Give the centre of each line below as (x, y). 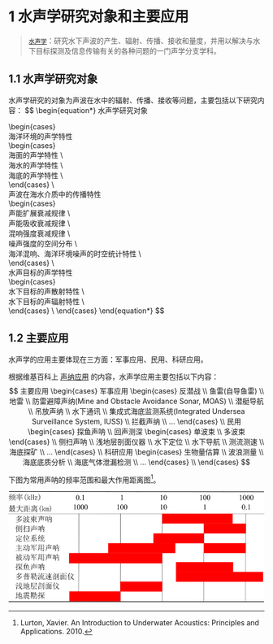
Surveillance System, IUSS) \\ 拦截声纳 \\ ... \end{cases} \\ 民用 (136, 421)
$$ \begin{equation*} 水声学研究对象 (86, 110)
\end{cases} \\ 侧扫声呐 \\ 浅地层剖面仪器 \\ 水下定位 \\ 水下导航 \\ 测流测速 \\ (136, 442)
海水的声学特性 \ (36, 165)
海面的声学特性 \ (36, 154)
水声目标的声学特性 (41, 272)
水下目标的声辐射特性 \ (46, 301)
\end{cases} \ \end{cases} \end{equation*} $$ (87, 311)
